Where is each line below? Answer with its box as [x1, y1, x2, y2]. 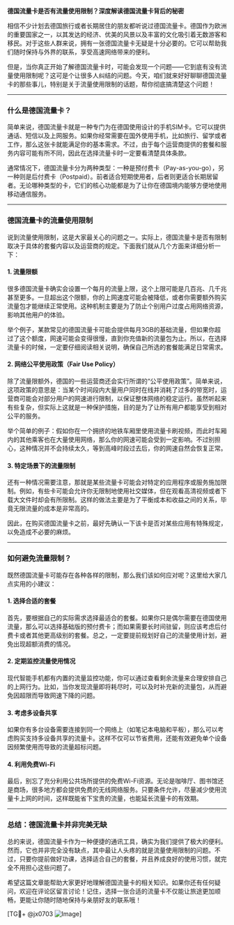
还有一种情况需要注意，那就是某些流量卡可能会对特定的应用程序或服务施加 [7, 478, 221, 487]
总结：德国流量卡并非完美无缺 [7, 820, 108, 829]
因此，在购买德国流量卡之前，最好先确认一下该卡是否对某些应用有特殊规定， [7, 519, 227, 527]
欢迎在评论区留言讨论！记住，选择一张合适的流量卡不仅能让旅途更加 [19, 887, 214, 895]
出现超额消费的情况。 [13, 640, 75, 648]
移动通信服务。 [7, 190, 50, 198]
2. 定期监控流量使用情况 [7, 657, 76, 665]
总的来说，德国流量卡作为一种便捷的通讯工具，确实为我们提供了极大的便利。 [7, 837, 227, 845]
